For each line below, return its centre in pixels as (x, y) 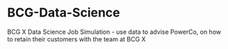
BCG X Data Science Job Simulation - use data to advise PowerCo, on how (114, 32)
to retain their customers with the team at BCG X (76, 39)
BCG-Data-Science (64, 13)
